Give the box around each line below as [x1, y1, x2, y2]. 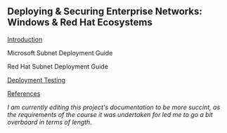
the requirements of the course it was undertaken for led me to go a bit [7, 110, 213, 118]
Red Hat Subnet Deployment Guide [7, 62, 109, 71]
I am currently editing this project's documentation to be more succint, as [7, 103, 221, 111]
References [7, 89, 41, 97]
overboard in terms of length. [7, 118, 93, 126]
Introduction [7, 35, 43, 43]
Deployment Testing [7, 76, 65, 84]
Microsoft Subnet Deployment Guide [7, 48, 113, 57]
